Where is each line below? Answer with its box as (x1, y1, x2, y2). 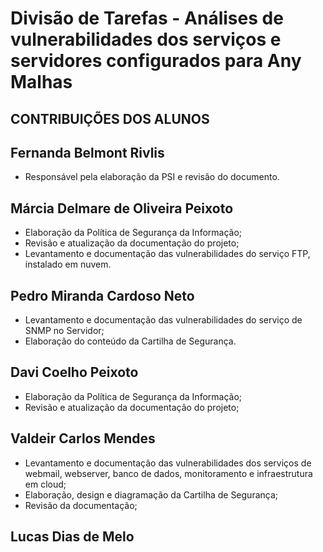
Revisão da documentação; (24, 499, 138, 511)
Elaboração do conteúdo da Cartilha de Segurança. (24, 335, 237, 347)
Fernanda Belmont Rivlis (10, 144, 165, 161)
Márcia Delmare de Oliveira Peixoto (10, 200, 234, 217)
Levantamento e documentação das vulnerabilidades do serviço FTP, (24, 248, 311, 260)
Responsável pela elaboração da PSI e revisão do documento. (24, 171, 280, 183)
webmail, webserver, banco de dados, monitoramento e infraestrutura (24, 467, 313, 479)
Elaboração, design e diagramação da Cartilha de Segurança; (24, 488, 279, 501)
